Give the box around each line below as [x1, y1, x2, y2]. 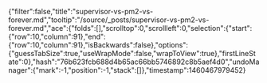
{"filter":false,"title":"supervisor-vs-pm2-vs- [8, 7, 154, 16]
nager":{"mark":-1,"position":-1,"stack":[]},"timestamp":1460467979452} [8, 66, 246, 74]
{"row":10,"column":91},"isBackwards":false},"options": [8, 40, 189, 50]
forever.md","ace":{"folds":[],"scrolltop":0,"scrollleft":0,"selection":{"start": [8, 24, 253, 32]
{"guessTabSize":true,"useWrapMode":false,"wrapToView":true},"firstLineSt [8, 49, 257, 58]
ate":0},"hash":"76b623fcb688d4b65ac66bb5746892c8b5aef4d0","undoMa [8, 57, 260, 66]
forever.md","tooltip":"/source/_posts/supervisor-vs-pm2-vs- [8, 15, 210, 25]
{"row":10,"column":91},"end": [8, 32, 106, 41]
